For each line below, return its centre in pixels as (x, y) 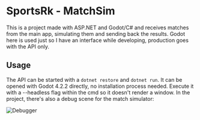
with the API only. (28, 47)
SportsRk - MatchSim (61, 11)
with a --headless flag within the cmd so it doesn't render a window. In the (98, 92)
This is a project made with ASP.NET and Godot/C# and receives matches (98, 27)
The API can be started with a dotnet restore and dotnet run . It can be (94, 79)
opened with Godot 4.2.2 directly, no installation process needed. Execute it (100, 86)
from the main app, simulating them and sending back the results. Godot (96, 33)
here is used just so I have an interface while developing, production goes (98, 40)
